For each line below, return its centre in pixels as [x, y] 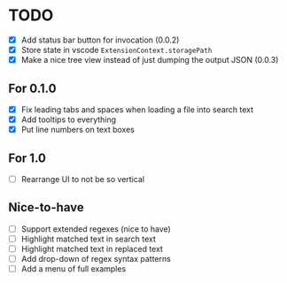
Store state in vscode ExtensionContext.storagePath [116, 50]
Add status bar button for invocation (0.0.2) [100, 40]
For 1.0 [27, 158]
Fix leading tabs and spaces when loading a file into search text [137, 109]
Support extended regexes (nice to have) [96, 229]
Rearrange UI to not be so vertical [83, 179]
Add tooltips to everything [69, 119]
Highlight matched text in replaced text [92, 249]
